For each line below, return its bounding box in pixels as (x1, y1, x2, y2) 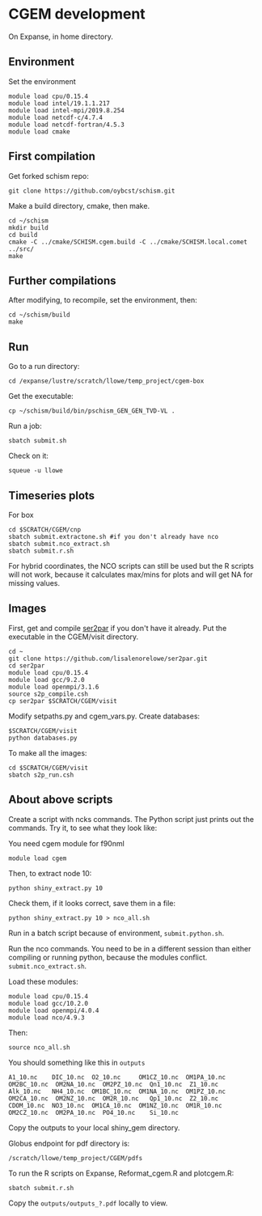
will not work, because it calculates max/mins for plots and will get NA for (8, 570, 253, 579)
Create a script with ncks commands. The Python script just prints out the (8, 814, 255, 824)
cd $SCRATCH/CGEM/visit (8, 764, 89, 772)
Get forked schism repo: (8, 171, 89, 180)
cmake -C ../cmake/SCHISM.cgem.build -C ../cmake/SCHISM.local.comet (8, 238, 248, 246)
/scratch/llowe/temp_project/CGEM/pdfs (8, 1154, 143, 1162)
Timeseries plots (8, 489, 95, 502)
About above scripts (8, 793, 113, 807)
